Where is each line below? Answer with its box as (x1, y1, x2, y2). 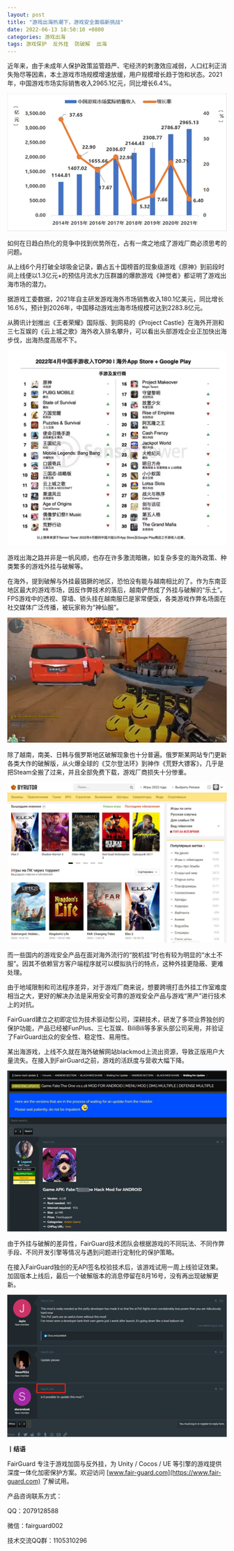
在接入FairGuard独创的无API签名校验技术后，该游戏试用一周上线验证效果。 (7, 1263, 222, 1271)
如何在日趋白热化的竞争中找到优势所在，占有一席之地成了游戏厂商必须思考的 (7, 239, 227, 248)
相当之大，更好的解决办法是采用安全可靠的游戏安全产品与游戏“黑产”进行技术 (7, 991, 226, 1000)
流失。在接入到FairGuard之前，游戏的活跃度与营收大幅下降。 (13, 1056, 188, 1064)
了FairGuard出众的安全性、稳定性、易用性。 (7, 1033, 134, 1041)
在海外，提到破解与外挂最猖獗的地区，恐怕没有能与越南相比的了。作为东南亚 (7, 577, 227, 585)
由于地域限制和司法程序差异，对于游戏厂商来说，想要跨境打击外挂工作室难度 (7, 982, 227, 991)
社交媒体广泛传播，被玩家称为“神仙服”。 (7, 604, 123, 612)
